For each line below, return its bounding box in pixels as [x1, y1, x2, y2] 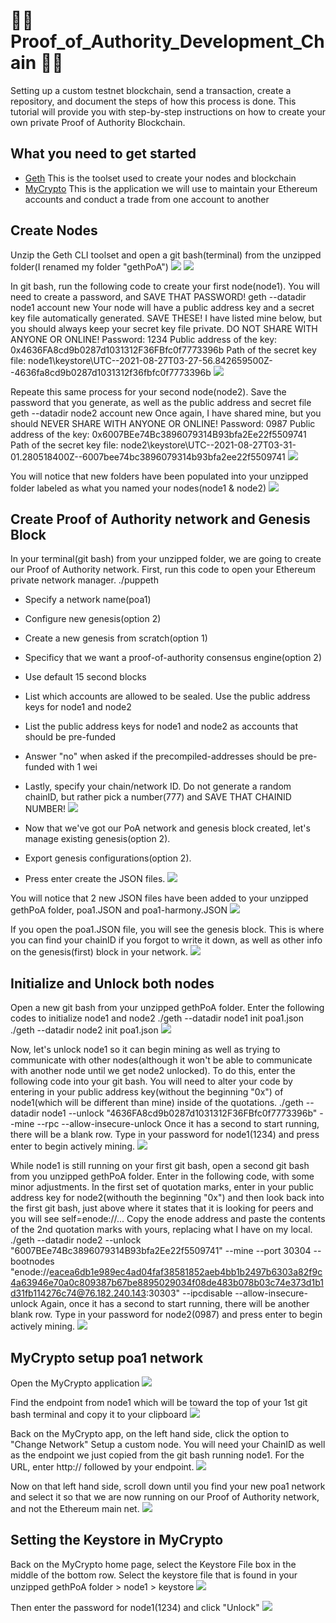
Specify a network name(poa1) [24, 594, 152, 606]
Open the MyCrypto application [10, 1377, 140, 1389]
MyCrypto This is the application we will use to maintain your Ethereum [24, 182, 318, 194]
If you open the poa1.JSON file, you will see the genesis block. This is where [10, 924, 325, 936]
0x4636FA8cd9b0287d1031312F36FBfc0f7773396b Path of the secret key [10, 344, 317, 356]
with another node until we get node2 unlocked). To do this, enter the [10, 1065, 296, 1077]
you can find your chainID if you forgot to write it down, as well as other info [10, 934, 323, 946]
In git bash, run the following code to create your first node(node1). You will [10, 280, 320, 292]
